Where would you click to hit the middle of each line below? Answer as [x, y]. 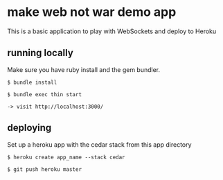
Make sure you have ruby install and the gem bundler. [84, 69]
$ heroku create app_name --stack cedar [66, 157]
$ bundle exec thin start [44, 94]
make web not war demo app [92, 12]
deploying [29, 128]
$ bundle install [32, 82]
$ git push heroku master [44, 169]
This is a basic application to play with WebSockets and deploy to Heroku [112, 31]
